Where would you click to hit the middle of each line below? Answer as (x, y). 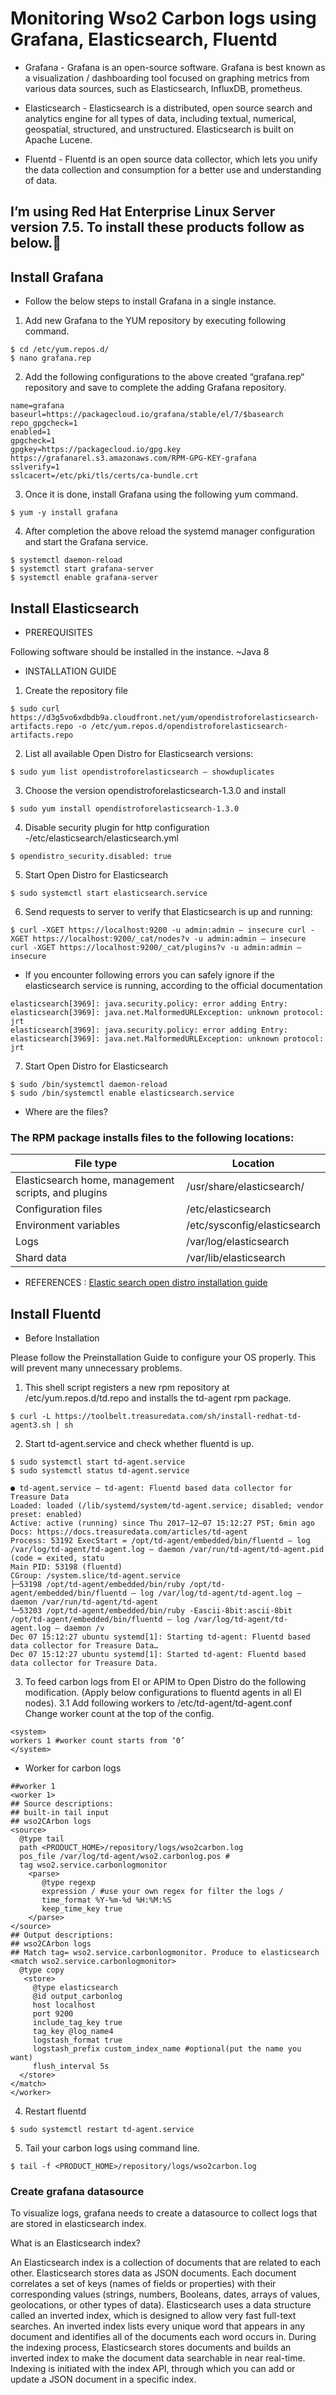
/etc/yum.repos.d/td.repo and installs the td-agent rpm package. (158, 1398)
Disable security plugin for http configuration (117, 827)
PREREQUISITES (58, 632)
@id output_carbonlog (77, 1997)
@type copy (42, 1970)
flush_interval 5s (71, 2067)
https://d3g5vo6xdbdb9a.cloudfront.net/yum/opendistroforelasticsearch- (165, 717)
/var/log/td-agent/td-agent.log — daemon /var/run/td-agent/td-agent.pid (167, 1550)
